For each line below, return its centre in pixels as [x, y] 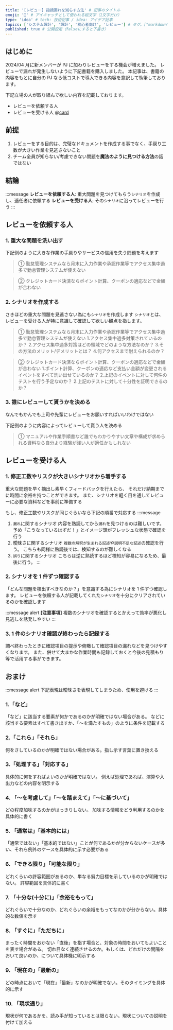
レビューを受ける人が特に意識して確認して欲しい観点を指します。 [75, 321]
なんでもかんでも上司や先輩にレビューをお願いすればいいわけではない [80, 414]
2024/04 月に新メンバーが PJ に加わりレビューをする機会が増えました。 [82, 64]
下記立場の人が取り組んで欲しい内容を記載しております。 [66, 95]
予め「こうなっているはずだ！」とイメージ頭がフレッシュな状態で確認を [89, 530]
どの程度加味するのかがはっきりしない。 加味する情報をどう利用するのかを [85, 810]
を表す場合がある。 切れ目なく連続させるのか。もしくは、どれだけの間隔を [85, 949]
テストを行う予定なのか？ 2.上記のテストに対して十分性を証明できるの [93, 381]
